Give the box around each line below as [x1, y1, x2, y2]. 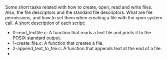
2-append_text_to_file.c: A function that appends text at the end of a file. [12, 46, 162, 51]
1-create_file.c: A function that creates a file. [12, 40, 104, 46]
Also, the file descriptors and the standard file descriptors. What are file [5, 9, 153, 15]
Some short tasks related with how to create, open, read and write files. [5, 4, 152, 10]
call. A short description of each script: [5, 20, 85, 26]
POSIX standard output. [12, 35, 61, 41]
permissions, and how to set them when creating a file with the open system [5, 15, 162, 20]
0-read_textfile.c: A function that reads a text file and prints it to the [12, 30, 151, 35]
